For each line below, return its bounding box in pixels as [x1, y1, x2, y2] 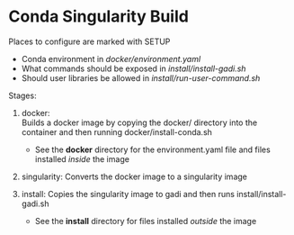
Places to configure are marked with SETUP [8, 36, 171, 47]
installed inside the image [34, 153, 129, 164]
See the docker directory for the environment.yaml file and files [34, 144, 271, 155]
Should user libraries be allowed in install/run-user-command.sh [21, 72, 261, 83]
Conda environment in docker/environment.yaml [21, 53, 201, 64]
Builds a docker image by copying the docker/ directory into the [21, 117, 258, 128]
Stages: [8, 90, 37, 101]
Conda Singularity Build [8, 6, 190, 27]
